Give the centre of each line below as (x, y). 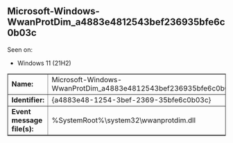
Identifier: (28, 99)
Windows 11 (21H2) (44, 63)
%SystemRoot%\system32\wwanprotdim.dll (124, 120)
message (27, 120)
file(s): (23, 128)
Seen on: (20, 49)
